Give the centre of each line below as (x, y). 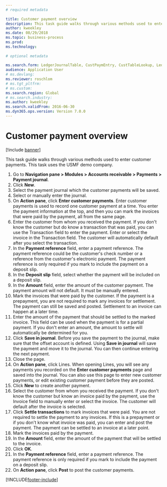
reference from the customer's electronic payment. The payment (79, 258)
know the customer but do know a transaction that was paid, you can (83, 227)
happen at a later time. (36, 312)
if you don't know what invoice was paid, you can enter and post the (83, 422)
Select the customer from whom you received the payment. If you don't (86, 391)
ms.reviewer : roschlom (29, 79)
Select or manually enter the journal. (50, 195)
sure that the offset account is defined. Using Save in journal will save (84, 343)
